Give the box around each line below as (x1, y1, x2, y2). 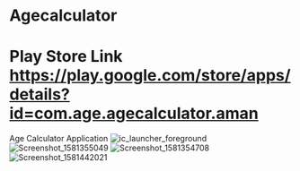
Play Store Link (9, 47, 123, 67)
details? (9, 84, 70, 105)
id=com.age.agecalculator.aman (9, 104, 259, 124)
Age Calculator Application (9, 133, 109, 144)
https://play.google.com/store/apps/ (9, 65, 291, 86)
